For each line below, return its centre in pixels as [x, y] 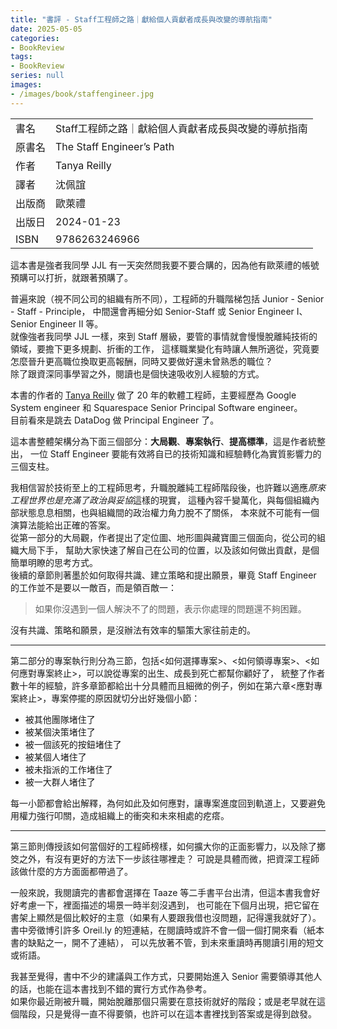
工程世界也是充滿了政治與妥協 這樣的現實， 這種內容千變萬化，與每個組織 [160, 500]
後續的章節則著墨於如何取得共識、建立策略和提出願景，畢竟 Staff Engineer [163, 575]
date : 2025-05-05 [46, 29]
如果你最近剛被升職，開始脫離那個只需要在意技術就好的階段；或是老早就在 [163, 1001]
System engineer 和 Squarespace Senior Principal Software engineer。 [156, 407]
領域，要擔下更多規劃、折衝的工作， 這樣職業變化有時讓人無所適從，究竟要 [165, 348]
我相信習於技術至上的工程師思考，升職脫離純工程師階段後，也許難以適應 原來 [168, 487]
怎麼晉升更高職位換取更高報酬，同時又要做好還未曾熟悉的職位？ [141, 361]
